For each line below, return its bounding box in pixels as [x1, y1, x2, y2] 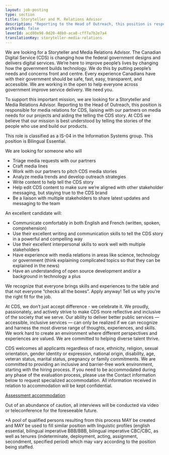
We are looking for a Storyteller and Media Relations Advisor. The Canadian [5, 49, 161, 55]
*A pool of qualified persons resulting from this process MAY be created [5, 417, 155, 423]
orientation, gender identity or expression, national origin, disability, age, [5, 350, 155, 356]
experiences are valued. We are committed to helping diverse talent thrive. [5, 335, 160, 341]
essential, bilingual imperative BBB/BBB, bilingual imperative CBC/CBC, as [5, 428, 158, 434]
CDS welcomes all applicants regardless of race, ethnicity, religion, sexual [5, 345, 158, 351]
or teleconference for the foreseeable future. [5, 407, 98, 413]
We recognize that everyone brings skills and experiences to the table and [5, 283, 159, 289]
